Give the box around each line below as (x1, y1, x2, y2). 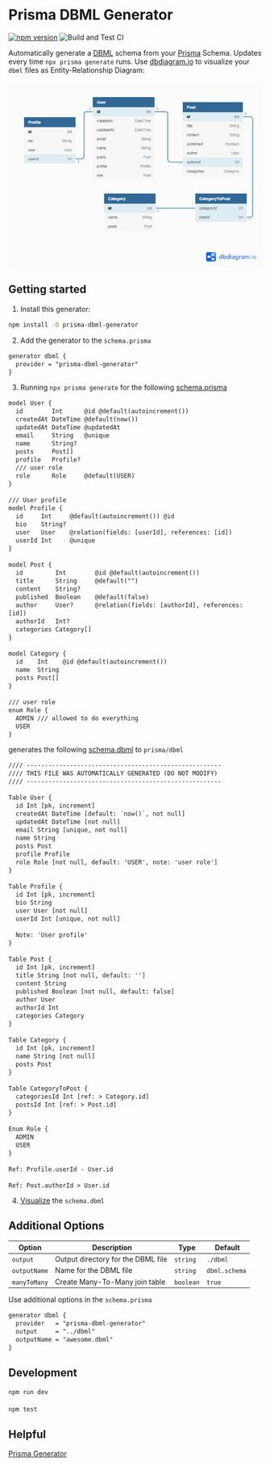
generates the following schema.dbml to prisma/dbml (8, 744, 184, 754)
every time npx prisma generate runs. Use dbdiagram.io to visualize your (8, 57, 250, 66)
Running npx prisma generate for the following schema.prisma (19, 382, 227, 392)
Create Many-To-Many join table (55, 1277, 166, 1287)
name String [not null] (15, 1052, 95, 1060)
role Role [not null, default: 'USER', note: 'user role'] (15, 858, 218, 866)
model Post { (8, 560, 52, 569)
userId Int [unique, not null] (15, 915, 121, 923)
